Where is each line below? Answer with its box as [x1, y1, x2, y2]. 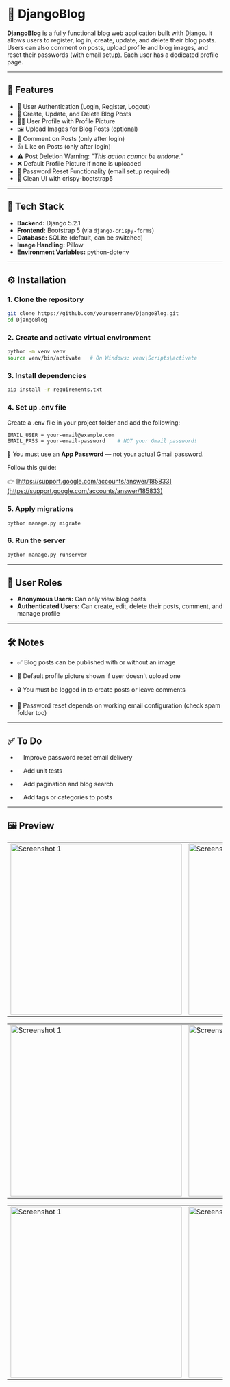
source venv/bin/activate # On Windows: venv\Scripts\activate [7, 355, 197, 362]
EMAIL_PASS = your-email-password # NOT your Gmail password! [7, 438, 197, 445]
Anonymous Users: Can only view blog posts [16, 595, 146, 603]
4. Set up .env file [7, 403, 67, 412]
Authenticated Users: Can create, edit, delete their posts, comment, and [16, 602, 223, 610]
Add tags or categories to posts [23, 793, 113, 801]
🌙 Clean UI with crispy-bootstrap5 [16, 174, 113, 182]
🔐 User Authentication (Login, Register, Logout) [16, 102, 151, 110]
